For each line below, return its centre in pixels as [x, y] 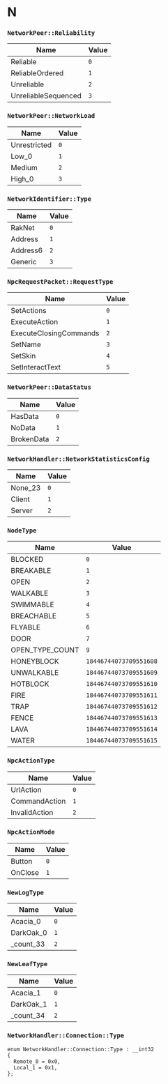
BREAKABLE [31, 571]
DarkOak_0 [29, 933]
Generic [24, 262]
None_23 [26, 487]
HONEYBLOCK [35, 662]
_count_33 [28, 944]
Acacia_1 [26, 993]
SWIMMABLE [32, 605]
